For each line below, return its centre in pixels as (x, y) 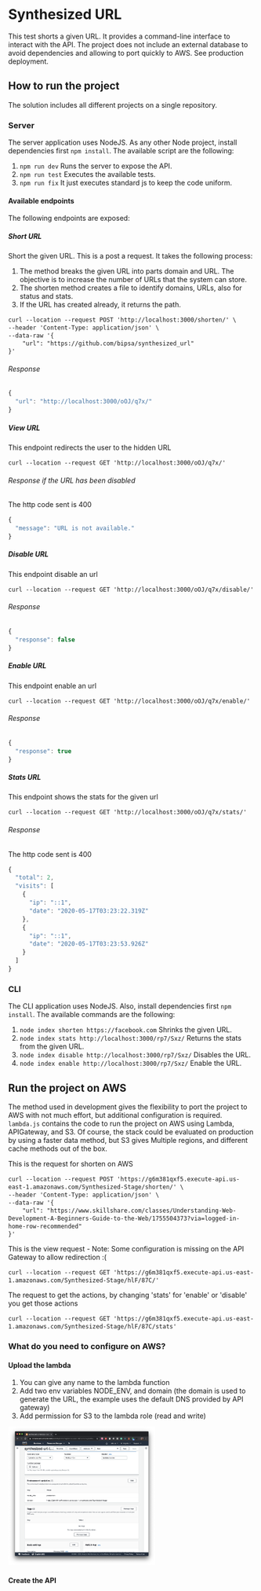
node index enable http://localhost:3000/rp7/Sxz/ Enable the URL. (130, 1064)
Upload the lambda (40, 1365)
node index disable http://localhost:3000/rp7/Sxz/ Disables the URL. (135, 1055)
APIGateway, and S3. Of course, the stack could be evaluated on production (131, 1132)
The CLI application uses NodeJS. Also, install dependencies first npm (120, 1006)
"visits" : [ (35, 886)
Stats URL (25, 777)
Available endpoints (41, 200)
